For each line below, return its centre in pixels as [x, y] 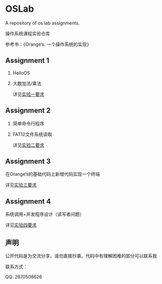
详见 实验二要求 [28, 145]
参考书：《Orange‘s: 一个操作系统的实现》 [48, 44]
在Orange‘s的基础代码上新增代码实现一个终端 [53, 174]
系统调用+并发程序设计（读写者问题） [45, 214]
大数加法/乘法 [27, 83]
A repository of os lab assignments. [43, 23]
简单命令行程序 [28, 123]
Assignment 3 [28, 161]
